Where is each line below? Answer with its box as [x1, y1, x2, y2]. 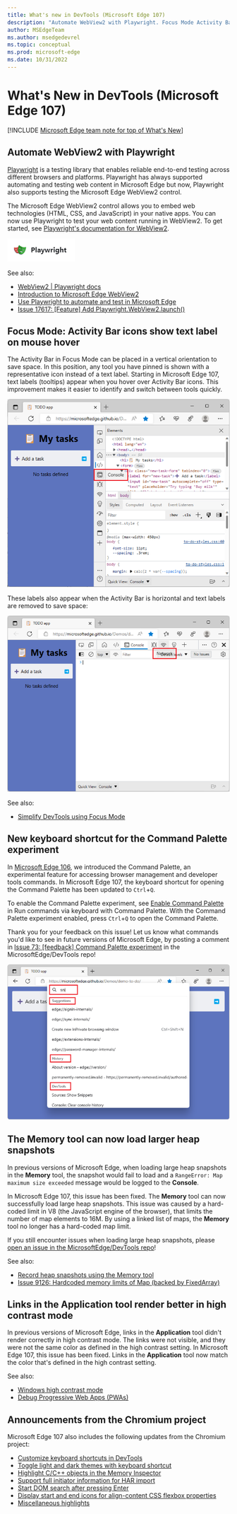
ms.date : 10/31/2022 [7, 57, 68, 64]
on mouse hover [7, 337, 80, 349]
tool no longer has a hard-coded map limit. [7, 1222, 131, 1230]
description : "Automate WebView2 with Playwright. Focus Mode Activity [7, 18, 222, 26]
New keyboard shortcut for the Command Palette [7, 833, 228, 845]
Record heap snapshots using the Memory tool [17, 1270, 154, 1279]
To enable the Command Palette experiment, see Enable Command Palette [7, 899, 224, 907]
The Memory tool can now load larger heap [7, 1134, 200, 1146]
